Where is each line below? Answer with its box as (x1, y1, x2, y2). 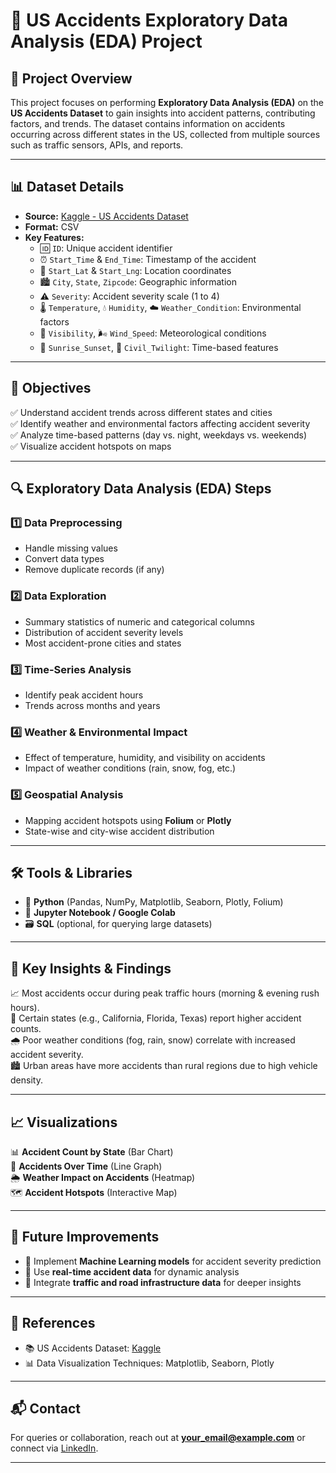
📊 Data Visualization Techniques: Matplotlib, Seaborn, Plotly (24, 1357, 275, 1369)
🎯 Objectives (10, 380, 92, 397)
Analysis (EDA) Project (10, 30, 203, 53)
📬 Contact (10, 1400, 81, 1417)
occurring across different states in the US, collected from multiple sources (10, 129, 321, 140)
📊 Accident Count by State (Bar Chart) (10, 1145, 174, 1158)
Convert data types (24, 553, 105, 565)
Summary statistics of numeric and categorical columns (24, 615, 255, 628)
